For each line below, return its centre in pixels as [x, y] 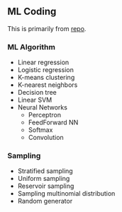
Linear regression [43, 62]
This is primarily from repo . [47, 28]
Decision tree [37, 93]
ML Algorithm [31, 47]
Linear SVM [35, 100]
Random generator [45, 201]
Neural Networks [42, 107]
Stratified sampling [45, 171]
